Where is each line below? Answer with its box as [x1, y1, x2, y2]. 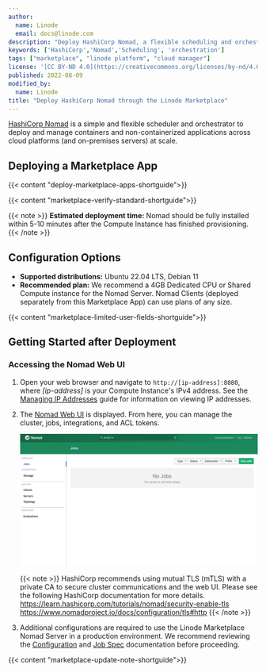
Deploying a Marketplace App [8, 159, 158, 172]
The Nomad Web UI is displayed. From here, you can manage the [19, 409, 233, 419]
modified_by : [8, 79, 51, 87]
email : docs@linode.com [15, 29, 93, 37]
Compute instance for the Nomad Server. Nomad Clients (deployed [19, 289, 239, 298]
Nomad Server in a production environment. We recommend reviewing [19, 631, 251, 640]
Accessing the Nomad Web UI [8, 359, 125, 371]
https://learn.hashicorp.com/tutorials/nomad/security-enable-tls [19, 599, 230, 609]
